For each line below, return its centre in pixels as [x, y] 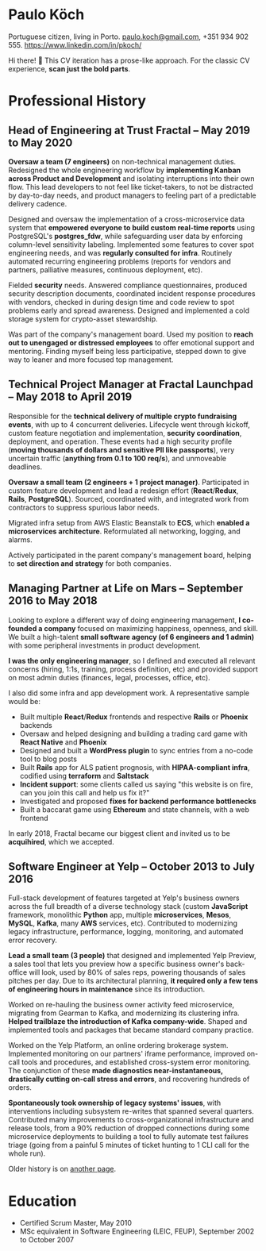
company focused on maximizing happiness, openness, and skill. [151, 628]
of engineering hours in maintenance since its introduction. [107, 989]
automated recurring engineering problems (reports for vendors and [120, 261]
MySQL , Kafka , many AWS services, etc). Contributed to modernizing [123, 923]
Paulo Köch [46, 15]
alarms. [21, 539]
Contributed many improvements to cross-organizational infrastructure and [131, 1120]
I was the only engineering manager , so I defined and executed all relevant [132, 660]
